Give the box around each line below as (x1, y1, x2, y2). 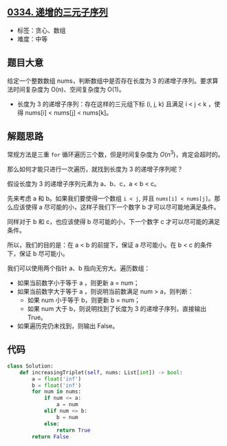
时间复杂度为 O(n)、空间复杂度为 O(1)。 (12, 85, 125, 93)
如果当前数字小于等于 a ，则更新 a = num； (17, 278, 140, 287)
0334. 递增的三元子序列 (7, 6, 109, 19)
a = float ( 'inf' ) (32, 375, 81, 383)
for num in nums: (32, 388, 81, 395)
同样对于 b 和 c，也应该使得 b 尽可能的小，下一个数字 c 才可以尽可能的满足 (7, 218, 220, 226)
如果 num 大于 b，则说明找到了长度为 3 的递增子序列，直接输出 (27, 305, 207, 313)
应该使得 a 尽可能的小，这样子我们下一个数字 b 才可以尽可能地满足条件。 (12, 203, 220, 212)
